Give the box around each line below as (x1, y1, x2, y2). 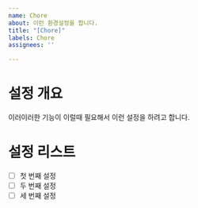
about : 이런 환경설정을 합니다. (8, 19, 98, 27)
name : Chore (8, 11, 48, 20)
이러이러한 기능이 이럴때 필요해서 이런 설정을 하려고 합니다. (8, 113, 190, 122)
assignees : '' (8, 41, 55, 49)
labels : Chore (8, 33, 55, 42)
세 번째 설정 (19, 191, 57, 201)
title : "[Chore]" (8, 26, 66, 34)
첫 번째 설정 (19, 171, 57, 180)
